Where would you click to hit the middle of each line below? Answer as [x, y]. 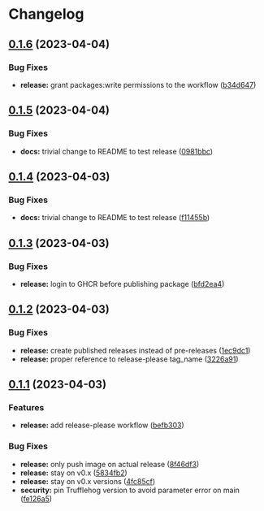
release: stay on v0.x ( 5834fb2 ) [74, 473]
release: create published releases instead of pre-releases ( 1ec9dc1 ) [135, 350]
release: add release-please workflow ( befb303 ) [102, 425]
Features [26, 407]
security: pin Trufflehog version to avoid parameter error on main [130, 490]
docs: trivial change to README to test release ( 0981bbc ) [117, 151]
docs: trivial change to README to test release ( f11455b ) [115, 218]
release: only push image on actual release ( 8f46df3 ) [110, 464]
